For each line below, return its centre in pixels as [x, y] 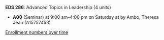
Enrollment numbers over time [37, 32]
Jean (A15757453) [31, 23]
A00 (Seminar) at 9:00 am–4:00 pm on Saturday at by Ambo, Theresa [86, 17]
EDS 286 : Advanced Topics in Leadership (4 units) [58, 7]
